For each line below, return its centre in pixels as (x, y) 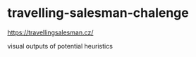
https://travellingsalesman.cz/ (50, 32)
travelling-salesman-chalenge (98, 13)
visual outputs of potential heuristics (60, 46)
